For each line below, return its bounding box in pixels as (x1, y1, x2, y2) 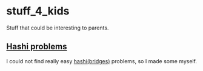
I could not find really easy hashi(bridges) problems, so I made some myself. (6, 57, 197, 64)
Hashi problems (6, 42, 67, 52)
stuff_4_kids (6, 4, 70, 18)
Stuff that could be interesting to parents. (6, 24, 109, 31)
